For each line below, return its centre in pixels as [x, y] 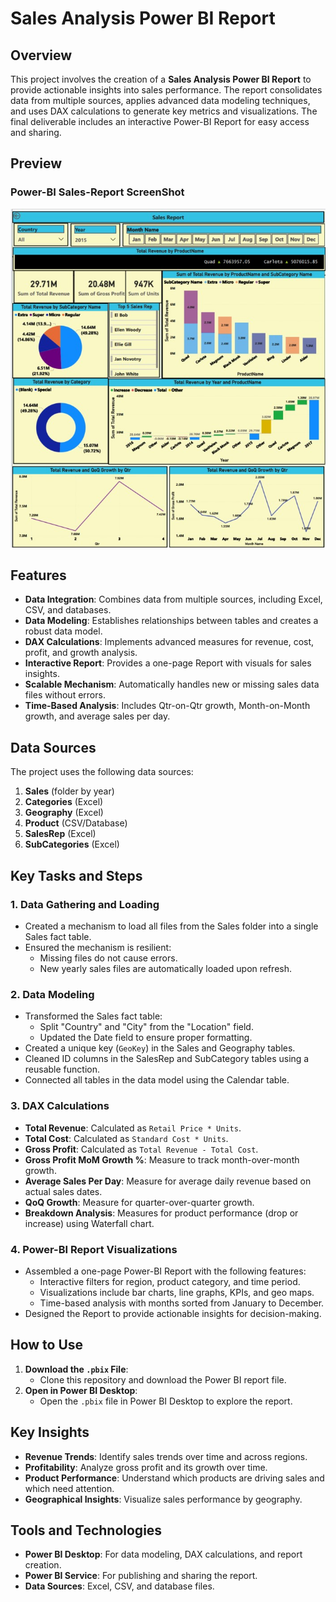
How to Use [47, 1345]
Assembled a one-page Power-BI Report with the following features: [165, 1271]
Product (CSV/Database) [76, 823]
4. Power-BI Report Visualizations [94, 1249]
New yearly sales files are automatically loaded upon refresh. [166, 968]
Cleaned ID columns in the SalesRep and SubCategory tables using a [167, 1059]
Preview [36, 163]
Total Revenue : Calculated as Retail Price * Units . [133, 1128]
